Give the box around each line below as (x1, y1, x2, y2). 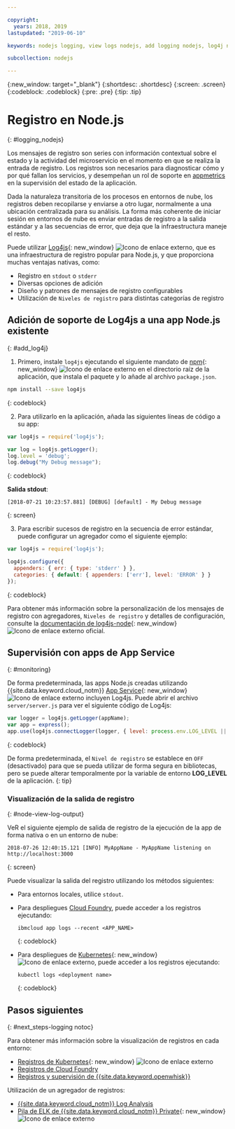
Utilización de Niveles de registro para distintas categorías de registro (17, 294, 225, 302)
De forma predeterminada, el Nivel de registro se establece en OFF (7, 755, 204, 763)
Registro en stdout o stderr (17, 271, 97, 280)
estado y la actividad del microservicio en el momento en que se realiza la (7, 156, 220, 165)
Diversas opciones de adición (17, 279, 103, 288)
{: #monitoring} (7, 665, 51, 674)
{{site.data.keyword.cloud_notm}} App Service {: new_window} (7, 687, 187, 695)
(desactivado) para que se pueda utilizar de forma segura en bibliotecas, (7, 762, 217, 770)
